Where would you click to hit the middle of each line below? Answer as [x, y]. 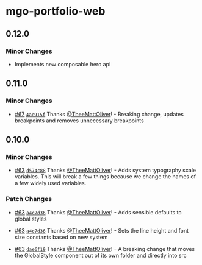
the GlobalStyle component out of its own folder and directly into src [100, 255]
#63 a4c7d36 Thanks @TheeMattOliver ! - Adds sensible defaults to [98, 212]
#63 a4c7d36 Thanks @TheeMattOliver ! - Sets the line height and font [102, 230]
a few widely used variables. [50, 183]
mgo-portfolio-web [56, 11]
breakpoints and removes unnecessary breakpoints [79, 121]
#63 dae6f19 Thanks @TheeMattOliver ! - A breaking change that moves [105, 249]
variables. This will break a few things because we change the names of [105, 177]
